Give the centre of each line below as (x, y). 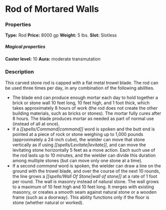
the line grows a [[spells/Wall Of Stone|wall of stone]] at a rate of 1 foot (85, 176)
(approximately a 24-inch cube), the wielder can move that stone (79, 139)
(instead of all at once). (36, 124)
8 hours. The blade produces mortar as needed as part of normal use (83, 118)
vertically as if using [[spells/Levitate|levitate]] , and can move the (79, 145)
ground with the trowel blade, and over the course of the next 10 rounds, (86, 171)
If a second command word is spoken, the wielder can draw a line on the (86, 166)
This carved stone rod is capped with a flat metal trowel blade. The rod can (82, 83)
